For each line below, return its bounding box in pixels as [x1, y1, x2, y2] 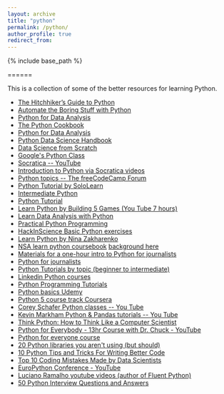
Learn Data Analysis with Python [17, 212, 114, 221]
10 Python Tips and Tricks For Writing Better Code [17, 348, 166, 357]
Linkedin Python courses [17, 273, 91, 281]
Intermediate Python [17, 189, 78, 198]
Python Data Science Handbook [17, 136, 112, 145]
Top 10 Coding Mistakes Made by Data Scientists [17, 356, 162, 365]
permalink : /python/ [7, 24, 69, 31]
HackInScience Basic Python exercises [17, 227, 133, 236]
